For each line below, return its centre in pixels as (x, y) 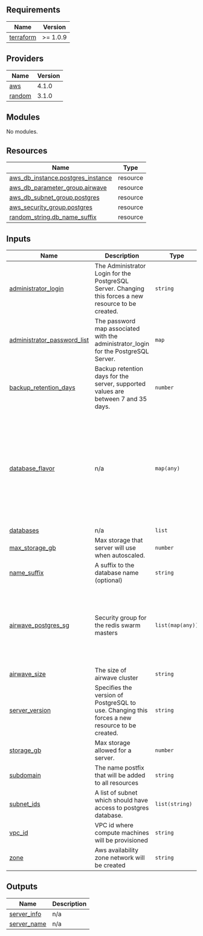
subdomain (25, 775)
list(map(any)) (177, 626)
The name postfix (119, 768)
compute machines (122, 833)
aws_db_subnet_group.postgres (54, 198)
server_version (30, 710)
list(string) (174, 804)
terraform (23, 37)
